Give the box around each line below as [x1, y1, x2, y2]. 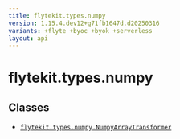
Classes [8, 100, 50, 114]
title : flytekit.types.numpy [8, 11, 106, 20]
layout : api [8, 34, 48, 43]
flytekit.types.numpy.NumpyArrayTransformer [19, 124, 172, 132]
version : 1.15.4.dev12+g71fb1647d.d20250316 [8, 19, 160, 27]
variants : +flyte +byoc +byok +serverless [8, 27, 153, 35]
